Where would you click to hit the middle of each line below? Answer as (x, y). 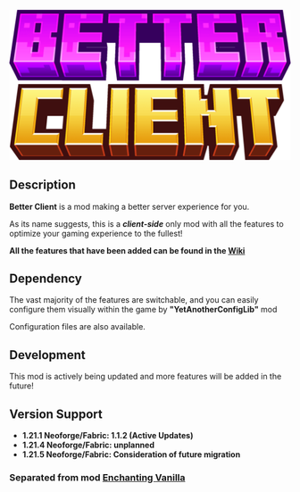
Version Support (56, 414)
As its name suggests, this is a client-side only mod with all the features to (146, 223)
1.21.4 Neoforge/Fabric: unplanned (88, 445)
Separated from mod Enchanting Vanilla (97, 477)
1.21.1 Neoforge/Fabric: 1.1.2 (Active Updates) (108, 435)
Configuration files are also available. (77, 327)
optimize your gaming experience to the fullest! (96, 233)
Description (42, 185)
